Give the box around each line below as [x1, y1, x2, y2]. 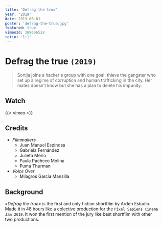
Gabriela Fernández [19, 147, 60, 153]
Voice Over [12, 168, 35, 174]
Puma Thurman [19, 163, 51, 169]
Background [5, 188, 43, 196]
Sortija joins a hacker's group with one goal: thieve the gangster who [17, 72, 156, 78]
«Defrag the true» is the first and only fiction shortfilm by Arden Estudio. [5, 201, 151, 207]
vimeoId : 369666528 [5, 30, 45, 35]
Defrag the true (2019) [5, 56, 97, 67]
